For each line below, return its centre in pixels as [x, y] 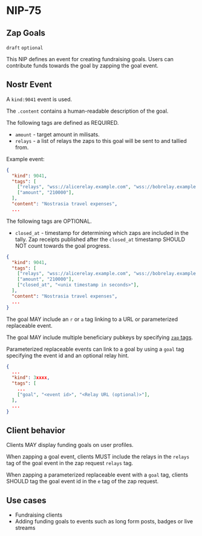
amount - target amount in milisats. [57, 134]
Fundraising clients [38, 515]
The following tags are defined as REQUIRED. [63, 122]
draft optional [25, 48]
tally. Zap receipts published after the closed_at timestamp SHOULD [100, 239]
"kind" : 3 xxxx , [31, 378]
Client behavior [36, 430]
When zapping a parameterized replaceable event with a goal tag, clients [97, 475]
